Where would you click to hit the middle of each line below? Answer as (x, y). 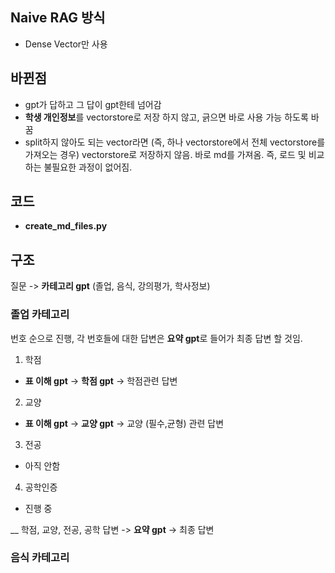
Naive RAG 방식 (58, 18)
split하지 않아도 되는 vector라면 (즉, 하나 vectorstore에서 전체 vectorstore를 (175, 142)
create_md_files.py (66, 226)
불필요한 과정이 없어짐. (88, 167)
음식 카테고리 (40, 558)
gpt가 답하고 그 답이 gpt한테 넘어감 (93, 104)
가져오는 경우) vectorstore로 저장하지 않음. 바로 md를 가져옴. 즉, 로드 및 (165, 154)
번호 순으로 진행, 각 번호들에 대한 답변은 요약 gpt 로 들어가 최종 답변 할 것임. (156, 338)
